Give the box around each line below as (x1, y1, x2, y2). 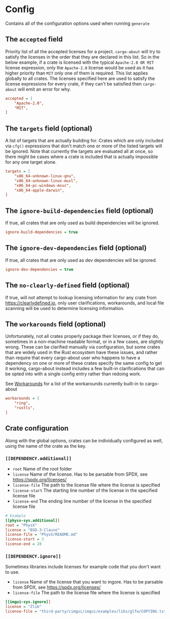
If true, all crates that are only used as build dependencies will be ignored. (5, 220, 159, 226)
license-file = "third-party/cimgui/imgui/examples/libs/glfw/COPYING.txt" (5, 609, 168, 614)
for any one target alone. (5, 159, 57, 165)
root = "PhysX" (5, 523, 37, 528)
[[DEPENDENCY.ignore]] (5, 553, 61, 559)
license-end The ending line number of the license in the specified (12, 498, 152, 504)
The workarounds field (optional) (5, 320, 106, 328)
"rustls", (14, 405, 35, 411)
